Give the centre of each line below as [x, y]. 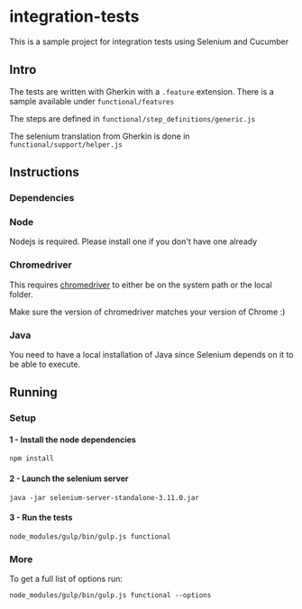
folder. [21, 294]
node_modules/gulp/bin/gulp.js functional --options [110, 595]
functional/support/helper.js [66, 145]
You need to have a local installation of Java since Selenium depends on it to [151, 354]
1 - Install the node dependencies [73, 440]
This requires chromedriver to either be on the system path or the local [141, 285]
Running [34, 392]
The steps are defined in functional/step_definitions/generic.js [133, 118]
